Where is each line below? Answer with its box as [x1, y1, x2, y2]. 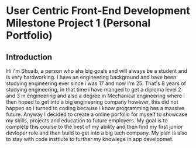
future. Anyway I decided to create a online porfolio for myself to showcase [6, 111, 188, 118]
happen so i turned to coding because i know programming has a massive [6, 105, 184, 111]
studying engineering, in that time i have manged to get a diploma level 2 [6, 86, 181, 93]
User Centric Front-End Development [6, 4, 190, 17]
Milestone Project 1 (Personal [6, 16, 151, 30]
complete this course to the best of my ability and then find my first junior [6, 124, 183, 130]
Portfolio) [6, 29, 53, 42]
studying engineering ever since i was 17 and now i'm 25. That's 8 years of [6, 80, 186, 87]
